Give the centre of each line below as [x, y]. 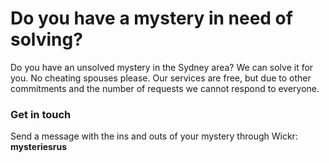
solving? [46, 39]
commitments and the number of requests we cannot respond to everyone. [165, 88]
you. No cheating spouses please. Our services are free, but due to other [161, 78]
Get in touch [41, 114]
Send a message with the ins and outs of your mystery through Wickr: [154, 136]
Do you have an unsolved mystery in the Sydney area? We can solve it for [162, 67]
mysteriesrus [39, 147]
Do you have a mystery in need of [151, 18]
